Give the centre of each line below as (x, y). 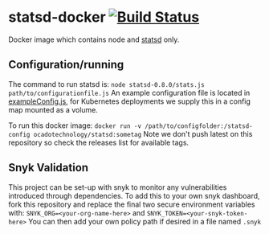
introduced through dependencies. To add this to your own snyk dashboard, (134, 195)
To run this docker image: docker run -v (75, 125)
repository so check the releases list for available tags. (99, 142)
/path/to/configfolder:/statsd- (198, 126)
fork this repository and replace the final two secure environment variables (132, 204)
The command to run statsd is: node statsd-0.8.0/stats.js (106, 84)
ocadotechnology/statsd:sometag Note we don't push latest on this (143, 133)
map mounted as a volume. (53, 109)
